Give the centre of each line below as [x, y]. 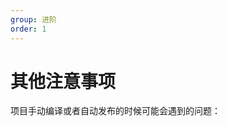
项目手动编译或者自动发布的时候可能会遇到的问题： [115, 111]
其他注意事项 [63, 81]
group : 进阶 [33, 19]
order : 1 [28, 29]
